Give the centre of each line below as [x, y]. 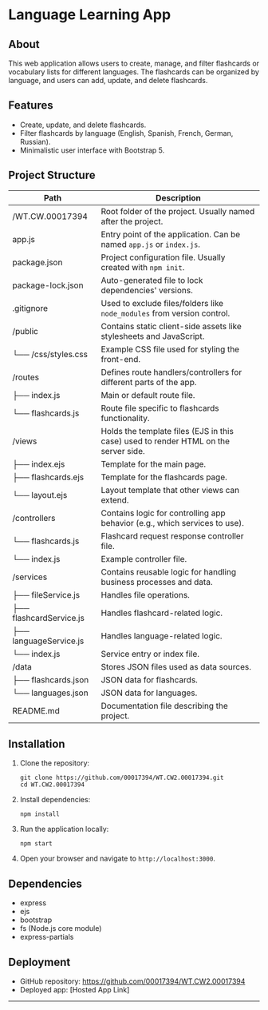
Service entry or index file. [150, 654]
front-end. [121, 359]
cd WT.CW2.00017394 [52, 785]
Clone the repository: [55, 763]
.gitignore [30, 308]
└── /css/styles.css [50, 354]
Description [178, 197]
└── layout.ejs [40, 495]
